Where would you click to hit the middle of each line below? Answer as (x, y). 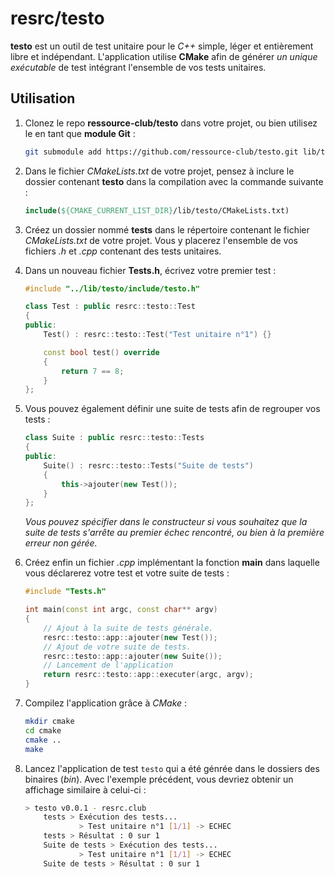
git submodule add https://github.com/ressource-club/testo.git (161, 152)
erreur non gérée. (61, 543)
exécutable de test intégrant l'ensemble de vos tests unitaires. (138, 67)
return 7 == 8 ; (93, 371)
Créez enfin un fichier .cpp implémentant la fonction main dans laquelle (172, 563)
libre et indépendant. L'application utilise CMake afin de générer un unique (164, 56)
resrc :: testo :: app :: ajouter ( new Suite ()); (133, 656)
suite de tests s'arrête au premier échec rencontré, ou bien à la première (174, 533)
